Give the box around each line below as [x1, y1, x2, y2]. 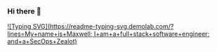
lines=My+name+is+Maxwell [7, 30, 91, 38]
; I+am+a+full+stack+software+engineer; [90, 30, 210, 38]
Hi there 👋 [7, 6, 42, 16]
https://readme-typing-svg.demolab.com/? [49, 22, 174, 31]
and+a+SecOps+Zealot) [7, 37, 77, 46]
